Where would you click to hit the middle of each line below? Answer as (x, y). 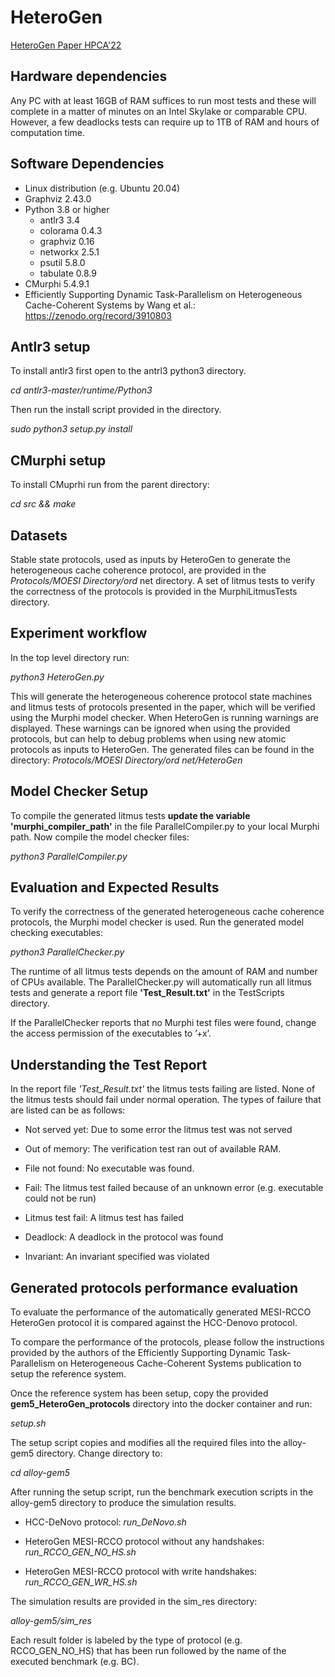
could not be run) (60, 1198)
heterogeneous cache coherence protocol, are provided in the (138, 570)
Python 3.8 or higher (67, 209)
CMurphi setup (58, 460)
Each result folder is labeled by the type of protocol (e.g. (126, 1640)
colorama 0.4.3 (71, 230)
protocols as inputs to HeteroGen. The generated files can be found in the (162, 749)
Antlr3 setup (50, 346)
